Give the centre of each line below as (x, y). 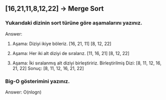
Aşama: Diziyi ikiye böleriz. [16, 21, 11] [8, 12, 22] (62, 43)
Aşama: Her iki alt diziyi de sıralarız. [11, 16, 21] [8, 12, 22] (71, 53)
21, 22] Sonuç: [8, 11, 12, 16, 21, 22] (48, 68)
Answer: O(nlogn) (23, 92)
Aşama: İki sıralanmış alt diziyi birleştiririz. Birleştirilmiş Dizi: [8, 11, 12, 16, (87, 63)
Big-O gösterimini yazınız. (37, 81)
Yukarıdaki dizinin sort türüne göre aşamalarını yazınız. (74, 23)
